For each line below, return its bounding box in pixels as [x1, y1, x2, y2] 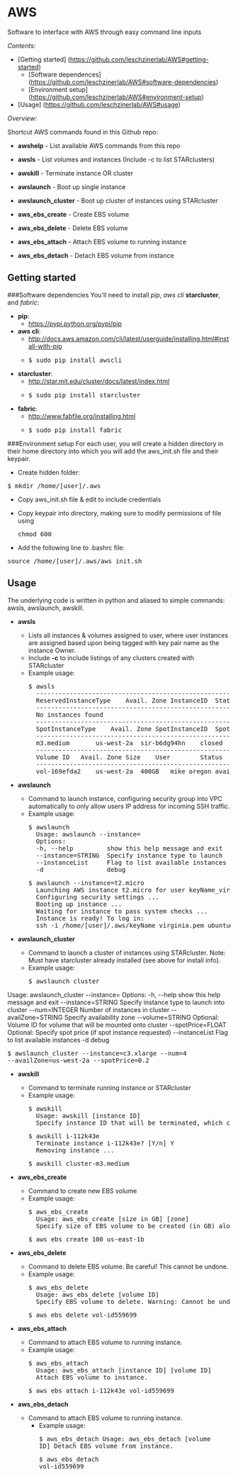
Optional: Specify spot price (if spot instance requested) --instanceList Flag [7, 1028, 229, 1036]
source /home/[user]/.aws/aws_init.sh [7, 557, 142, 565]
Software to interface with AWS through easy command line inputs [7, 28, 202, 36]
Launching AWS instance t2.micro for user [35, 886, 186, 894]
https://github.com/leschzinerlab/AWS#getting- [69, 55, 209, 64]
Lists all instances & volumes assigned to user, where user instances [28, 631, 229, 640]
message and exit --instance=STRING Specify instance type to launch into [7, 998, 225, 1006]
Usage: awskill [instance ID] [35, 1111, 141, 1120]
